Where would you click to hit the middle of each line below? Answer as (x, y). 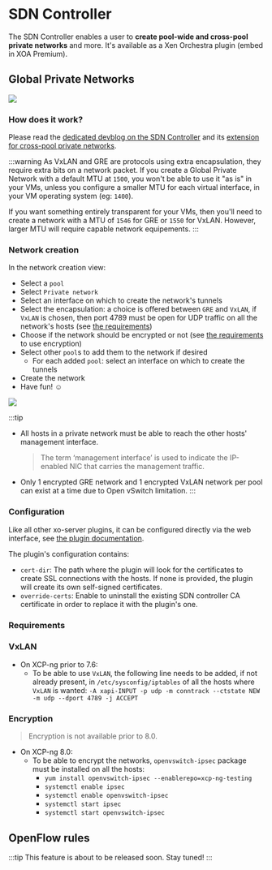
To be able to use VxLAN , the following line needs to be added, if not (145, 673)
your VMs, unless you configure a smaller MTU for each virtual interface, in (134, 187)
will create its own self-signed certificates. (91, 587)
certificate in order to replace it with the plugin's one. (109, 604)
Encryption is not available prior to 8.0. (93, 736)
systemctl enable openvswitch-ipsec (106, 796)
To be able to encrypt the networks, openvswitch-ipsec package (139, 760)
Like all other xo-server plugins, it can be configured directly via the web (130, 529)
